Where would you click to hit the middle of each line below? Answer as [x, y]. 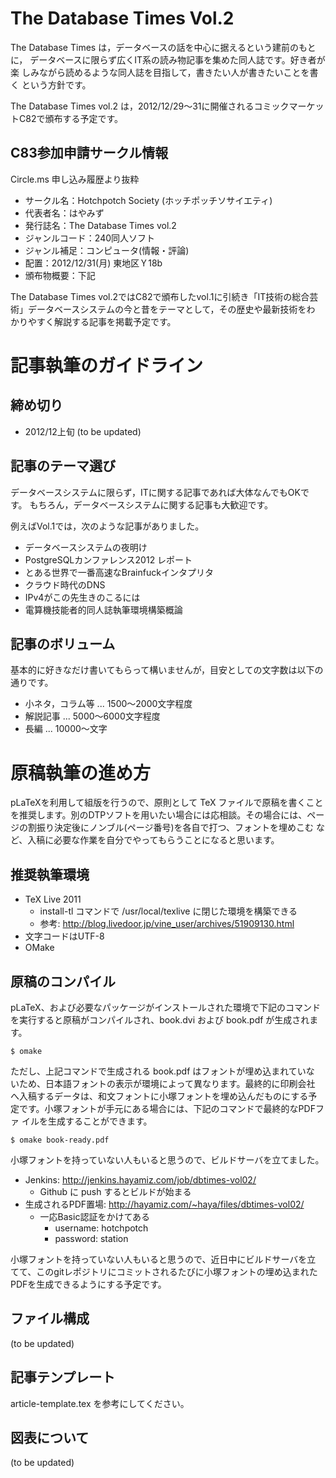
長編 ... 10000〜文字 [66, 729]
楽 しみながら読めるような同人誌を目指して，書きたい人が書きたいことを [160, 72]
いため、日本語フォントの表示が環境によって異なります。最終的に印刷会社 [163, 1083]
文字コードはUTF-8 [64, 936]
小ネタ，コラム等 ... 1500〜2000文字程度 [108, 704]
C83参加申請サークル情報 [89, 153]
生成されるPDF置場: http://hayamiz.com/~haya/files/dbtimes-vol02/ [164, 1204]
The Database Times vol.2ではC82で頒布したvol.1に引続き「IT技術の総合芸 [164, 296]
